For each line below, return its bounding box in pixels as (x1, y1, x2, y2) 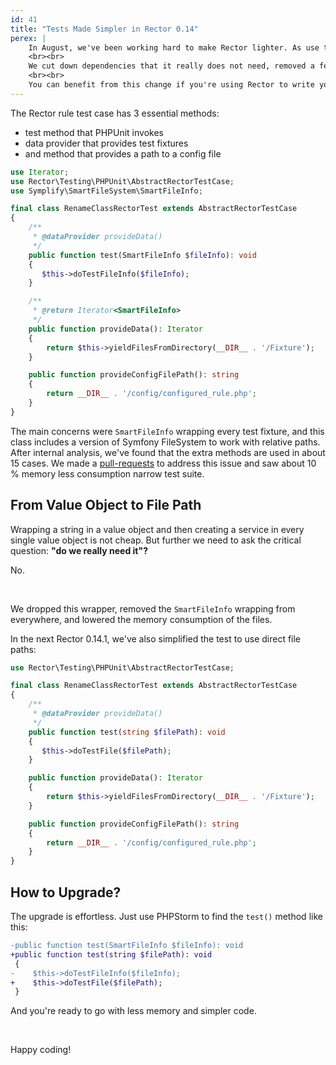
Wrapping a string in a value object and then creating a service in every (10, 523, 305, 535)
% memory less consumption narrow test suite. (10, 467, 205, 480)
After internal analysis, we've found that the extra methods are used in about (10, 446, 326, 458)
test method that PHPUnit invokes (24, 126, 164, 138)
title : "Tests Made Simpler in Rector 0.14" (10, 24, 199, 34)
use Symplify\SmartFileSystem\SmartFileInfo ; (10, 186, 203, 196)
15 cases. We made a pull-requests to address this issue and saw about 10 (10, 457, 317, 469)
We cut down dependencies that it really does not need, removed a (28, 61, 315, 71)
